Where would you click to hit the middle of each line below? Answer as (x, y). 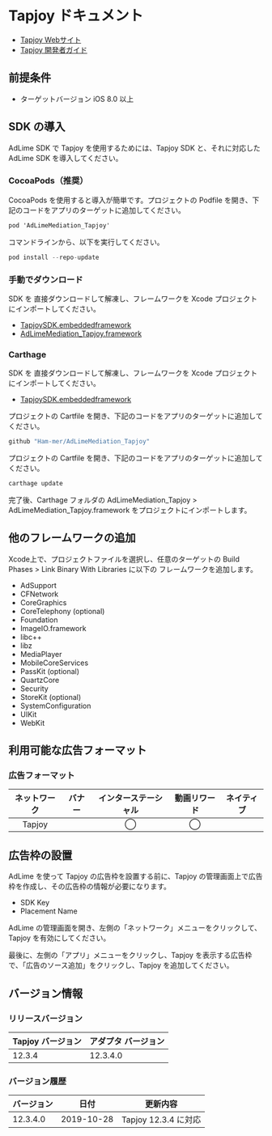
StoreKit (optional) (51, 697)
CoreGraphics (43, 602)
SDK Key (35, 903)
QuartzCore (40, 680)
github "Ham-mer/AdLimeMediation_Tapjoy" (79, 442)
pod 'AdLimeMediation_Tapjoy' (59, 225)
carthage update (36, 484)
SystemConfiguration (55, 706)
